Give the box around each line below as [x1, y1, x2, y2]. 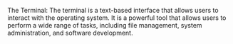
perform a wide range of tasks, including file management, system [7, 21, 202, 29]
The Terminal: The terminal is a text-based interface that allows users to [7, 6, 219, 14]
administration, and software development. [7, 28, 133, 37]
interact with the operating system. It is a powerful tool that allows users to [7, 13, 227, 22]
